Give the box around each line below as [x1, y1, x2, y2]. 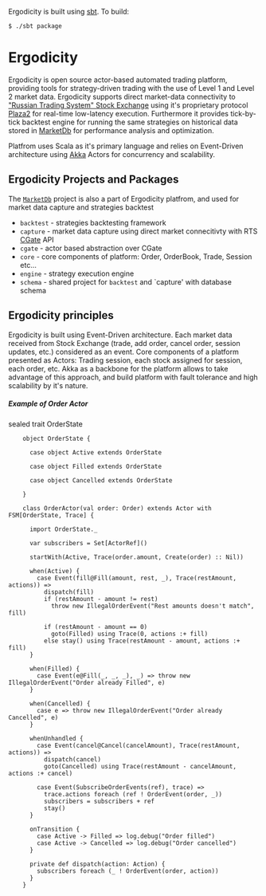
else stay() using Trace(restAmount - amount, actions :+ [43, 637, 241, 645]
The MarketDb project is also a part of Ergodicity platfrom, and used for [8, 194, 240, 203]
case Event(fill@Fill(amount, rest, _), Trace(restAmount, [37, 574, 237, 582]
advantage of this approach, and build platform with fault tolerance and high [8, 372, 259, 382]
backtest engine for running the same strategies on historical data [22, 117, 239, 127]
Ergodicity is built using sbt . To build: [8, 7, 130, 16]
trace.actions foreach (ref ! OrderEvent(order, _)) [43, 790, 223, 798]
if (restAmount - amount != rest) [43, 595, 158, 603]
